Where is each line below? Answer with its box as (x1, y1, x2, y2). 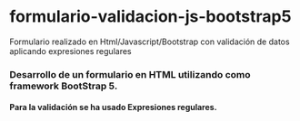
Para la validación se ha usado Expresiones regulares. (9, 102, 217, 113)
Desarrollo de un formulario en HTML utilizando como (9, 68, 252, 80)
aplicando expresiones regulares (9, 45, 132, 56)
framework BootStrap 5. (9, 79, 118, 92)
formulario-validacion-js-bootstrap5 (9, 6, 292, 27)
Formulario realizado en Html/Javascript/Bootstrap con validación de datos (9, 36, 290, 47)
